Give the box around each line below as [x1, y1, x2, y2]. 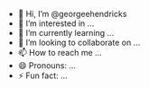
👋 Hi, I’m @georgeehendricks [17, 9, 127, 19]
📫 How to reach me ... [17, 48, 102, 57]
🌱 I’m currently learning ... [17, 28, 115, 38]
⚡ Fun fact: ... [17, 70, 68, 81]
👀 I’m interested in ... [17, 18, 95, 29]
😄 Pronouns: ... [17, 60, 77, 71]
